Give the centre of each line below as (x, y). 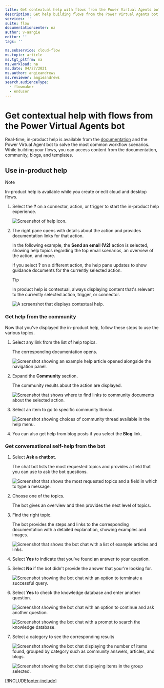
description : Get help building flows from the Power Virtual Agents (77, 14)
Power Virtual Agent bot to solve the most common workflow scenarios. (77, 144)
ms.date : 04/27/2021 (26, 69)
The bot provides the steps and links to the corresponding (71, 524)
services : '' (18, 19)
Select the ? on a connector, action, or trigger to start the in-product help (85, 207)
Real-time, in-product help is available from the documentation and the (76, 140)
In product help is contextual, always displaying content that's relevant (83, 289)
